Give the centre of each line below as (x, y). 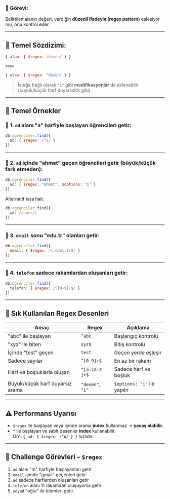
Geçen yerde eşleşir (138, 353)
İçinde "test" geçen (31, 353)
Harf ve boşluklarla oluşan (39, 372)
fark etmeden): (24, 169)
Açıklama (138, 328)
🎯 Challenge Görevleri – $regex (54, 457)
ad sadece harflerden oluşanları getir (51, 480)
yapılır (121, 390)
